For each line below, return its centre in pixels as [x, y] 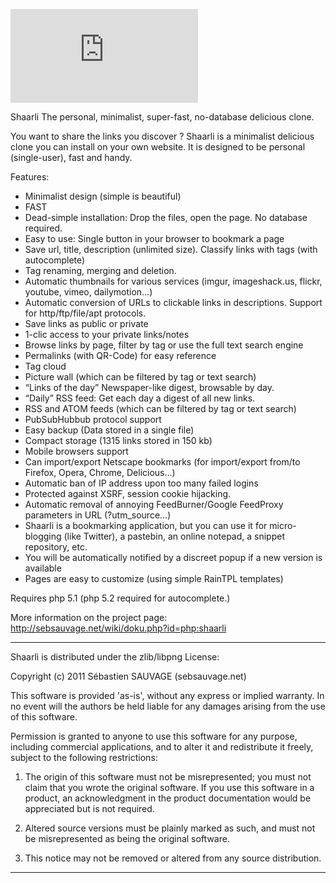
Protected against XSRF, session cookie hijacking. [128, 493]
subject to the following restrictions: [84, 757]
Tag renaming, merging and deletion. [100, 270]
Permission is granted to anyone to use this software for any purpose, [154, 736]
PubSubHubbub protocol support [93, 419]
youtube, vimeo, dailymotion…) [88, 292]
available [43, 568]
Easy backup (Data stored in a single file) [109, 430]
